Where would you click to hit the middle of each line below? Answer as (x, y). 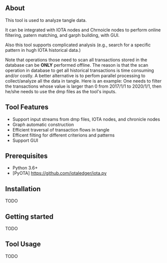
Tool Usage (23, 244)
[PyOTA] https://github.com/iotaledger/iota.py (60, 173)
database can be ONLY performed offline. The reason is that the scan (77, 65)
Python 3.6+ (25, 168)
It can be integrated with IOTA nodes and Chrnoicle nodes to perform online (83, 30)
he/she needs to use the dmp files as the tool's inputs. (61, 91)
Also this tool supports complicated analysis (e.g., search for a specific (78, 45)
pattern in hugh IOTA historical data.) (43, 50)
